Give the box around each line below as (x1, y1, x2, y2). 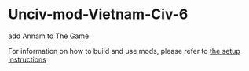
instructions (8, 55, 47, 64)
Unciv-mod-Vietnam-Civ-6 (8, 5, 189, 23)
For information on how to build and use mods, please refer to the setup (8, 46, 241, 55)
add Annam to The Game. (8, 31, 92, 41)
